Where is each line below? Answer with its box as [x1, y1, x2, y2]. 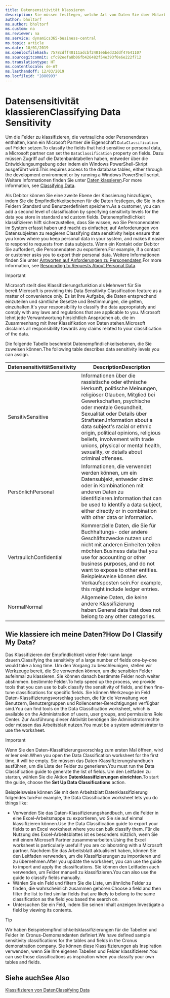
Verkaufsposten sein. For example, [81, 579, 162, 586]
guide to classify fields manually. [12, 875, 81, 881]
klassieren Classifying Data [5, 106, 121, 118]
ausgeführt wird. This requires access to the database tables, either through [5, 166, 163, 172]
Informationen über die [81, 372, 136, 379]
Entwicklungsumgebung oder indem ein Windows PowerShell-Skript [5, 161, 148, 167]
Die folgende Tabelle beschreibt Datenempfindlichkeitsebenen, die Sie [5, 340, 152, 347]
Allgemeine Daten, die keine [81, 594, 148, 601]
